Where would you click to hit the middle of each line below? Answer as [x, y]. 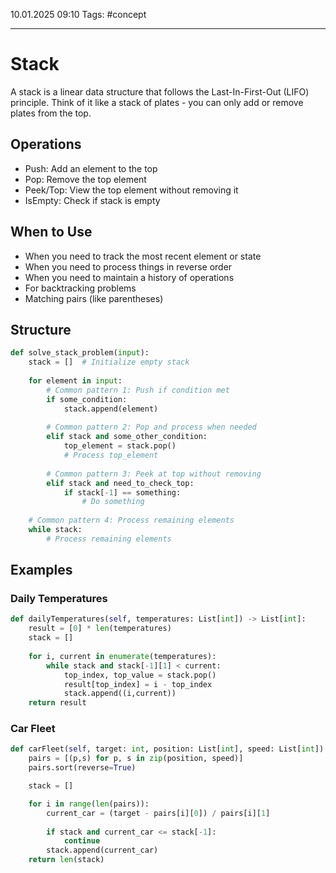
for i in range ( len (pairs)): [89, 804]
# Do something [113, 502]
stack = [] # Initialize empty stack [109, 362]
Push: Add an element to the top [91, 168]
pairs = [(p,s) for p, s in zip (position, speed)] [136, 759]
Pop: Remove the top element [85, 179]
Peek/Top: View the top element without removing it [131, 190]
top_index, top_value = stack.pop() [140, 675]
